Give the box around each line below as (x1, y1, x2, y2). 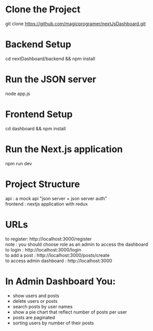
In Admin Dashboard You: (5, 276, 116, 287)
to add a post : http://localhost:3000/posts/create (5, 252, 110, 258)
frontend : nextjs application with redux (5, 201, 88, 207)
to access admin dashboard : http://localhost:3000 (5, 258, 113, 264)
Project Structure (5, 178, 80, 190)
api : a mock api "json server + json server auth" (5, 195, 107, 201)
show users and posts (12, 293, 60, 299)
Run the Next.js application (5, 143, 123, 155)
